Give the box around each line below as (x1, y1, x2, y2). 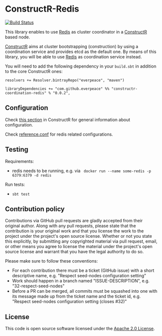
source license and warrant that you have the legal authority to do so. (5, 249, 144, 255)
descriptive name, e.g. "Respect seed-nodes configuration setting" (12, 273, 146, 279)
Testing (5, 145, 29, 154)
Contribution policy (5, 205, 65, 213)
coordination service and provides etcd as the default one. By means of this (5, 49, 157, 54)
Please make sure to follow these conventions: (5, 258, 98, 264)
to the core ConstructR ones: (5, 68, 63, 74)
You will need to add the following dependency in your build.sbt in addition (5, 63, 157, 69)
